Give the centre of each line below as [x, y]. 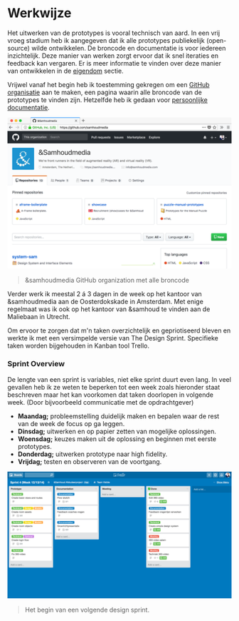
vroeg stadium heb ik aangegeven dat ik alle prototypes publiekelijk [106, 40]
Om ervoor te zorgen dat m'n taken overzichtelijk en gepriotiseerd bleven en [119, 330]
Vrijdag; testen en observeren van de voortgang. [90, 461]
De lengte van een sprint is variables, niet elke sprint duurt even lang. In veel [119, 379]
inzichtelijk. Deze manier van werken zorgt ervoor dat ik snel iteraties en [113, 56]
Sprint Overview [36, 364]
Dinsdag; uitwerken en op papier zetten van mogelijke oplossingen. [117, 431]
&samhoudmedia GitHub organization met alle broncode [107, 280]
